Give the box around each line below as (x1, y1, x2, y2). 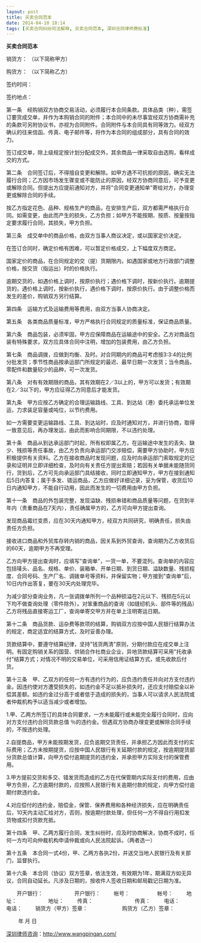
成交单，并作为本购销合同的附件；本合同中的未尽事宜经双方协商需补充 (22, 114, 195, 121)
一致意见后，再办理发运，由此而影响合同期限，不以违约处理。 (6, 426, 159, 434)
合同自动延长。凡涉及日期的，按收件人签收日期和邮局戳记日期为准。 (16, 877, 184, 884)
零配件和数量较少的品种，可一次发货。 (6, 366, 100, 373)
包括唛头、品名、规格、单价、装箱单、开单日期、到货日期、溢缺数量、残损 (6, 565, 190, 572)
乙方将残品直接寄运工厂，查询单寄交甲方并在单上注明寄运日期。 (6, 608, 163, 615)
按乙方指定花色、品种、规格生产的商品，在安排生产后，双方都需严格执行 (6, 204, 184, 211)
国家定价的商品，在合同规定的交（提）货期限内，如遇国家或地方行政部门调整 (6, 257, 195, 265)
